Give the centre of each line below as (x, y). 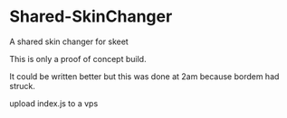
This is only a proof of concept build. (78, 59)
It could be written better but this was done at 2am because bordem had (144, 76)
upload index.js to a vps (54, 103)
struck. (23, 86)
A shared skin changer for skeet (69, 41)
